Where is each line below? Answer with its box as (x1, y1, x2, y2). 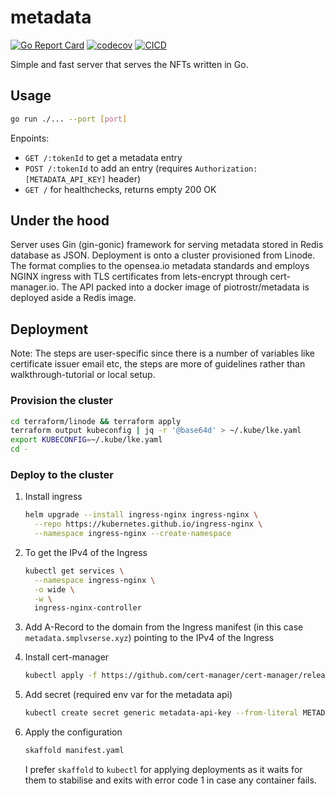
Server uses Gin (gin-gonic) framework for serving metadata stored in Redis (10, 239, 324, 251)
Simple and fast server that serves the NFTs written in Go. (10, 58, 249, 70)
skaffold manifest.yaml (24, 746, 125, 756)
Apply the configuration (24, 726, 123, 738)
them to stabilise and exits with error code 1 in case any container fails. (24, 774, 317, 786)
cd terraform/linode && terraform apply (10, 416, 182, 426)
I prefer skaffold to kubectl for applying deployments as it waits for (24, 763, 303, 775)
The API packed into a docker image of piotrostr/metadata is (61, 281, 310, 293)
